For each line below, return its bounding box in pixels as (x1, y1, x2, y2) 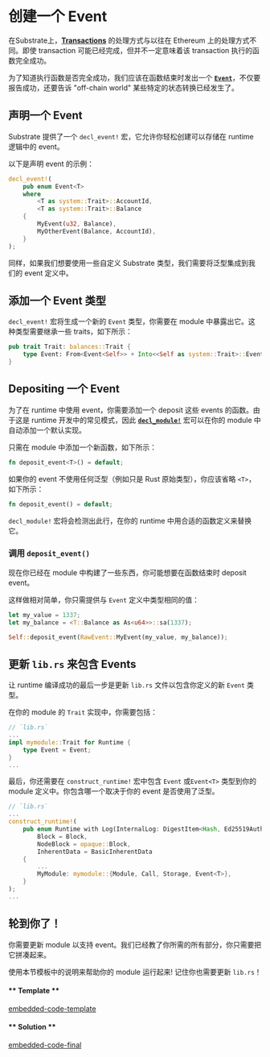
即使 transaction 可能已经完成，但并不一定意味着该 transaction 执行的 (22, 45, 253, 55)
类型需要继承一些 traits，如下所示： (14, 327, 133, 337)
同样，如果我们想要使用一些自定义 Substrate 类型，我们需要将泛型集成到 (8, 258, 249, 267)
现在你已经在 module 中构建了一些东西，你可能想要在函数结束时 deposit (8, 567, 247, 577)
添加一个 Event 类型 (8, 293, 107, 307)
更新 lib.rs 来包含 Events (8, 657, 137, 671)
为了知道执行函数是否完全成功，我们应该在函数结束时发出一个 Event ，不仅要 (8, 73, 261, 82)
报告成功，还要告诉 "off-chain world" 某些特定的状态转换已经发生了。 (8, 82, 239, 93)
